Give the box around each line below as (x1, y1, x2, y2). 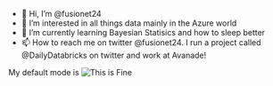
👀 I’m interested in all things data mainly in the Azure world (21, 18, 237, 28)
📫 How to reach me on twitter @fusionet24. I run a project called (21, 37, 261, 48)
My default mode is (8, 67, 79, 77)
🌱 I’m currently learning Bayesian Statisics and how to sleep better (21, 27, 265, 37)
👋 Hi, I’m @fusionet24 (21, 9, 102, 19)
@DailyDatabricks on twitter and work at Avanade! (21, 50, 207, 60)
